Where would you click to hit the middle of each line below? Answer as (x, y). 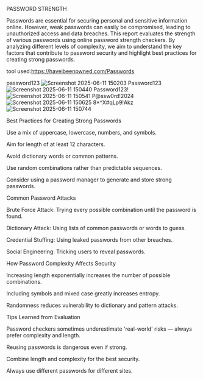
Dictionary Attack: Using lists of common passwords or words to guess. (96, 228)
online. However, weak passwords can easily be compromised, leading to (98, 27)
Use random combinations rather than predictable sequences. (84, 168)
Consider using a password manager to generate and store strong (89, 180)
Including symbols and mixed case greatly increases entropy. (83, 294)
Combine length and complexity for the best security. (73, 359)
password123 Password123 (84, 83)
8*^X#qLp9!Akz (113, 102)
